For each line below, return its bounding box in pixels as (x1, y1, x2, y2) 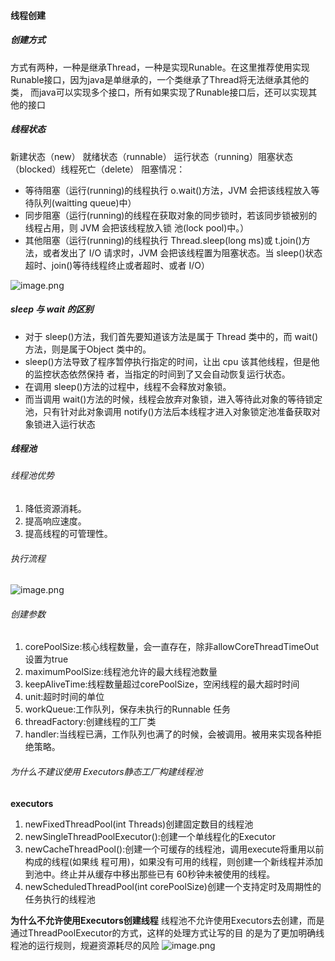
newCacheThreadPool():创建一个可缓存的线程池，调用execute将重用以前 (24, 843, 325, 855)
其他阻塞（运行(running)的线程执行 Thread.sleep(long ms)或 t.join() (24, 234, 302, 246)
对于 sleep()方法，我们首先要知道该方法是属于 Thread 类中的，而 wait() (24, 330, 319, 342)
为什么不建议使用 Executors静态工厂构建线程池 (10, 766, 203, 778)
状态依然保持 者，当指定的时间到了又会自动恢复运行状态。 (51, 368, 291, 380)
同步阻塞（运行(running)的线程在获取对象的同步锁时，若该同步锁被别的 (24, 209, 318, 221)
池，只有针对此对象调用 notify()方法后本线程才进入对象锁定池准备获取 (24, 405, 312, 417)
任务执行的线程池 (24, 893, 96, 905)
